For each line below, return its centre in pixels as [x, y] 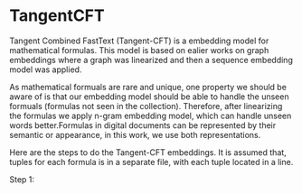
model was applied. [46, 69]
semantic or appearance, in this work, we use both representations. [135, 134]
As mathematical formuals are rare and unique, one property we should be [148, 87]
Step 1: [22, 179]
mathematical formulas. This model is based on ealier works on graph [139, 50]
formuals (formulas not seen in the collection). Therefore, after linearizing [146, 106]
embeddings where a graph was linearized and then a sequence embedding [151, 60]
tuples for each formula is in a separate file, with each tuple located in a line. [151, 162]
